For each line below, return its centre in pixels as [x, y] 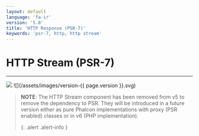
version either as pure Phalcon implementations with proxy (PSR [99, 109]
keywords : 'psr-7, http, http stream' [54, 34]
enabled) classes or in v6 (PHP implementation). [80, 116]
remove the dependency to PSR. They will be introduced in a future [102, 103]
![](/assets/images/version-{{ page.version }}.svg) [75, 86]
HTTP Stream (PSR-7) [60, 63]
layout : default [26, 12]
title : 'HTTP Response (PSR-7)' [46, 28]
